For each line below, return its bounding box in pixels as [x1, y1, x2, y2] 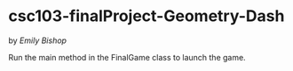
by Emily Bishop [8, 35, 67, 46]
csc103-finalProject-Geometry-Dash [8, 6, 285, 26]
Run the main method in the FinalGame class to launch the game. [8, 52, 246, 62]
